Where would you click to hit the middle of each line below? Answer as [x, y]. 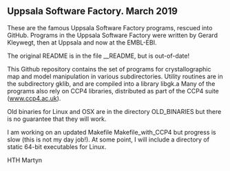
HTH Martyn [25, 160]
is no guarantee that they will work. [57, 119]
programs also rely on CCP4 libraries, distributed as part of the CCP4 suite [113, 91]
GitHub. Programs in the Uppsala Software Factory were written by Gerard [113, 35]
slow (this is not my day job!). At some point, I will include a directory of [108, 139]
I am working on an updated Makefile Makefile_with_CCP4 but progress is [112, 132]
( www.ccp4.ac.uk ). [34, 98]
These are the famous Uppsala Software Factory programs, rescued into [110, 27]
